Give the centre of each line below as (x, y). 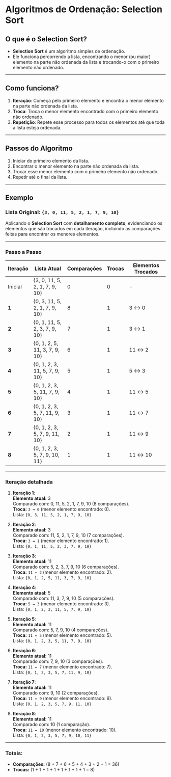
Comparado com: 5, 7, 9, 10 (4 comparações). (61, 630)
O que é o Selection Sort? (46, 39)
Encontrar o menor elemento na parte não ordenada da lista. (76, 166)
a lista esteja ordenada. (37, 127)
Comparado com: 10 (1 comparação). (51, 724)
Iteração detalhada (29, 481)
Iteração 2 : (24, 524)
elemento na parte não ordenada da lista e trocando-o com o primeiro (86, 62)
